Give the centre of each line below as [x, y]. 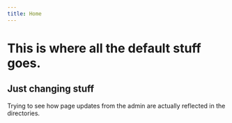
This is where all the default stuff [104, 48]
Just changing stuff [51, 89]
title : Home [24, 14]
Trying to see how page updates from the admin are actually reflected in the [116, 106]
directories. [24, 113]
